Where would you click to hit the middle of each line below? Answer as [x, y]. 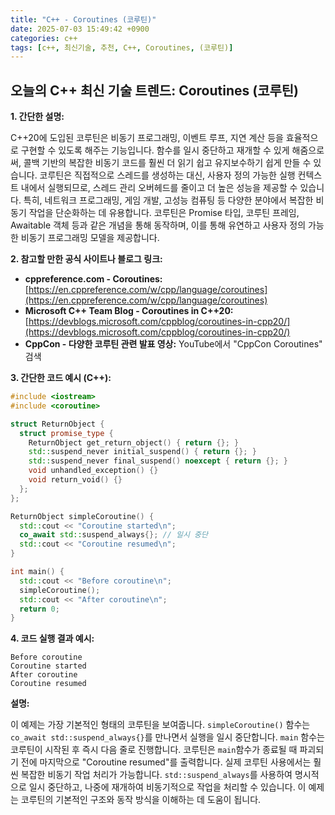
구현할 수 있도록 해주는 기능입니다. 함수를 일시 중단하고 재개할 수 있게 [155, 150]
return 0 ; [39, 609]
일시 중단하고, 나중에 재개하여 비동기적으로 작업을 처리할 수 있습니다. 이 [167, 787]
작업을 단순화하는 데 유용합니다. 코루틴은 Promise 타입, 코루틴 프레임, [164, 213]
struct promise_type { [66, 433]
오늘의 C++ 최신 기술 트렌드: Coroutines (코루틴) [155, 90]
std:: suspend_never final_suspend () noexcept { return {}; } [158, 461]
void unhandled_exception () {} [93, 471]
